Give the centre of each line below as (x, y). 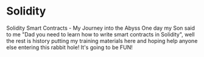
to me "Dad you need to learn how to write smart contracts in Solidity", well (100, 34)
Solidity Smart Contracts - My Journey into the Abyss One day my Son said (100, 28)
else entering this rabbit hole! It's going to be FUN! (69, 47)
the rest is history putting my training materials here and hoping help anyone (102, 41)
